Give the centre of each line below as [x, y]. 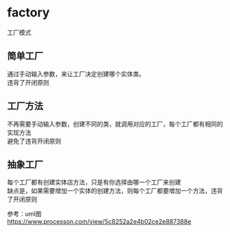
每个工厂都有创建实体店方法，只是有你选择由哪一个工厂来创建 [94, 182]
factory [28, 13]
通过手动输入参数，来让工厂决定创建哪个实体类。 [76, 74]
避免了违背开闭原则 [34, 141]
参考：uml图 [24, 214]
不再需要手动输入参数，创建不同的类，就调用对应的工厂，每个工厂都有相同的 [115, 124]
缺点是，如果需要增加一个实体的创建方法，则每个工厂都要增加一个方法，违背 [115, 191]
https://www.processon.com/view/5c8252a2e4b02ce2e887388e [99, 222]
